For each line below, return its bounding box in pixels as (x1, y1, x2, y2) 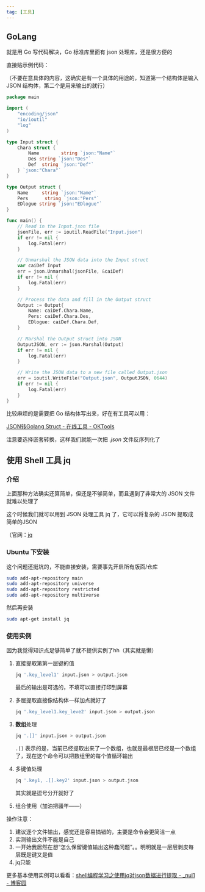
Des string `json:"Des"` (28, 156, 92, 162)
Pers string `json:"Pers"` (17, 195, 99, 201)
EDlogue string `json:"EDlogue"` (17, 201, 103, 207)
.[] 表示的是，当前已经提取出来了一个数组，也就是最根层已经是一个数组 (15, 744, 196, 752)
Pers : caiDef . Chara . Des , (28, 314, 92, 320)
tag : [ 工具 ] (6, 9, 35, 15)
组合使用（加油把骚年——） (15, 802, 85, 809)
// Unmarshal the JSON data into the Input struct (17, 257, 149, 263)
